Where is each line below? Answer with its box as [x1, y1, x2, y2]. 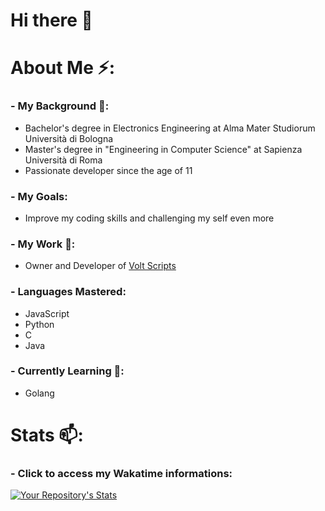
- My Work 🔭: [10, 237, 76, 251]
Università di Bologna [24, 132, 114, 144]
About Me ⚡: [10, 57, 115, 79]
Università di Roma [24, 154, 103, 166]
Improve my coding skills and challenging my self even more [24, 212, 275, 224]
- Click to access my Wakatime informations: [10, 466, 233, 480]
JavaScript [24, 307, 70, 319]
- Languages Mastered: [10, 285, 127, 299]
